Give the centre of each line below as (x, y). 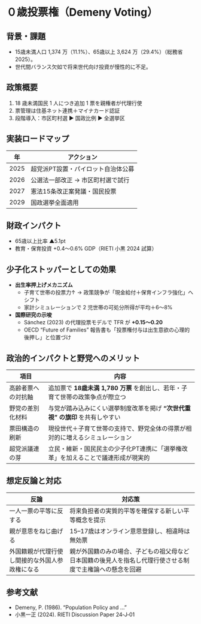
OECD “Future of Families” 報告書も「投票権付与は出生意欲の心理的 (107, 330)
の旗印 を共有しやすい (90, 417)
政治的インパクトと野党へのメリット (73, 358)
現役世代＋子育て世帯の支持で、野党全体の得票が (117, 429)
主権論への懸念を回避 (112, 569)
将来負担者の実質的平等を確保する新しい (127, 511)
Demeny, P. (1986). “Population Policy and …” (71, 607)
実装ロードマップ (38, 139)
